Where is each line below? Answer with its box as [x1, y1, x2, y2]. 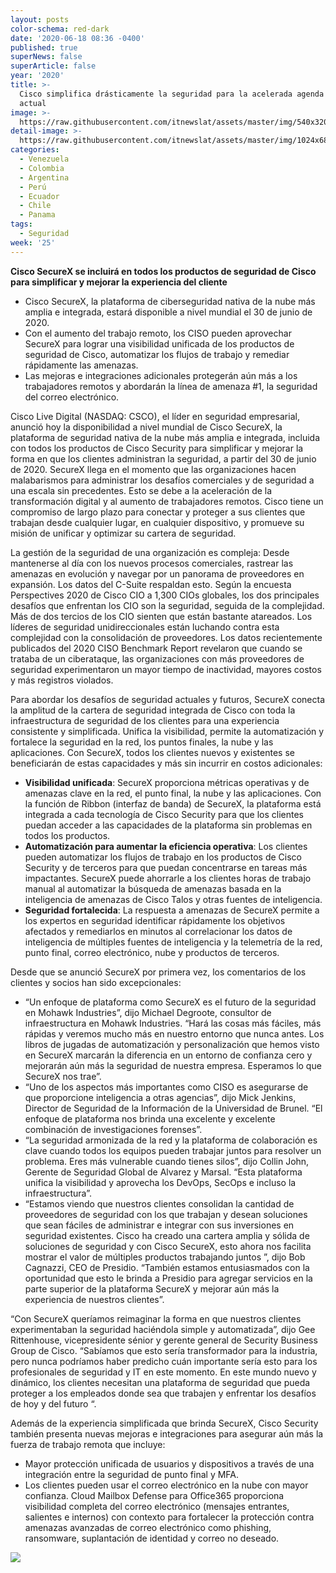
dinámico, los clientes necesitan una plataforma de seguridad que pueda [10, 1376, 311, 1388]
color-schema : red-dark [10, 24, 110, 34]
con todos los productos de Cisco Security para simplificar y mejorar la [10, 442, 304, 454]
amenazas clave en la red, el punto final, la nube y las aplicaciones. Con [24, 787, 322, 799]
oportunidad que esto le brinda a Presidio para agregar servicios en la [24, 1272, 313, 1284]
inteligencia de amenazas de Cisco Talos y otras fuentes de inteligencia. [24, 893, 323, 905]
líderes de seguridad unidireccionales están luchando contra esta [10, 621, 280, 633]
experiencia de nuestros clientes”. [24, 1293, 165, 1305]
